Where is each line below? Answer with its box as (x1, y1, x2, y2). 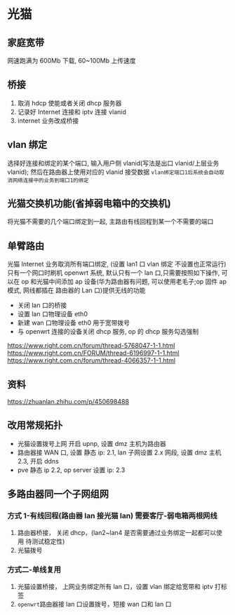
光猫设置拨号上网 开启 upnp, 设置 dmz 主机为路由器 (17, 439, 166, 447)
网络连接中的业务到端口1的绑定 (12, 177, 89, 184)
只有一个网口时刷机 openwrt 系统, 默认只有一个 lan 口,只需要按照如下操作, (7, 269, 220, 277)
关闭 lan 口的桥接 (17, 301, 67, 309)
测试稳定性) (31, 537, 65, 546)
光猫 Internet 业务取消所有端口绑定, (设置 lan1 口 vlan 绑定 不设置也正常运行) (7, 260, 227, 269)
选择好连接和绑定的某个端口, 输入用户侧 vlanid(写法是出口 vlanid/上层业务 (7, 158, 220, 167)
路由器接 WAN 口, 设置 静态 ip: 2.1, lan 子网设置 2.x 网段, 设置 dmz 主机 (17, 448, 222, 457)
